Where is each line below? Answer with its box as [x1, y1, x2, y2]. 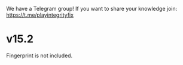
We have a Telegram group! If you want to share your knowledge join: [6, 5, 178, 12]
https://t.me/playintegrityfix [6, 11, 74, 18]
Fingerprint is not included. [6, 52, 73, 59]
